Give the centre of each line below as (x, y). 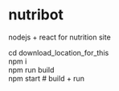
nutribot (36, 15)
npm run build (31, 69)
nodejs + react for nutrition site (59, 37)
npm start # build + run (46, 78)
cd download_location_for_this (59, 52)
